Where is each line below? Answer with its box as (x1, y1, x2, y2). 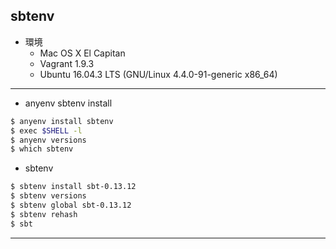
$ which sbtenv (10, 144, 74, 154)
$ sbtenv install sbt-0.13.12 (10, 182, 137, 192)
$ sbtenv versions (10, 191, 87, 201)
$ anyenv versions (10, 135, 87, 145)
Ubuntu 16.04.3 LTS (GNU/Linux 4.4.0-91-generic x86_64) (39, 68, 278, 80)
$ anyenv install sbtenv (10, 116, 114, 126)
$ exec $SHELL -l (10, 125, 83, 136)
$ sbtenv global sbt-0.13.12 (10, 200, 132, 211)
